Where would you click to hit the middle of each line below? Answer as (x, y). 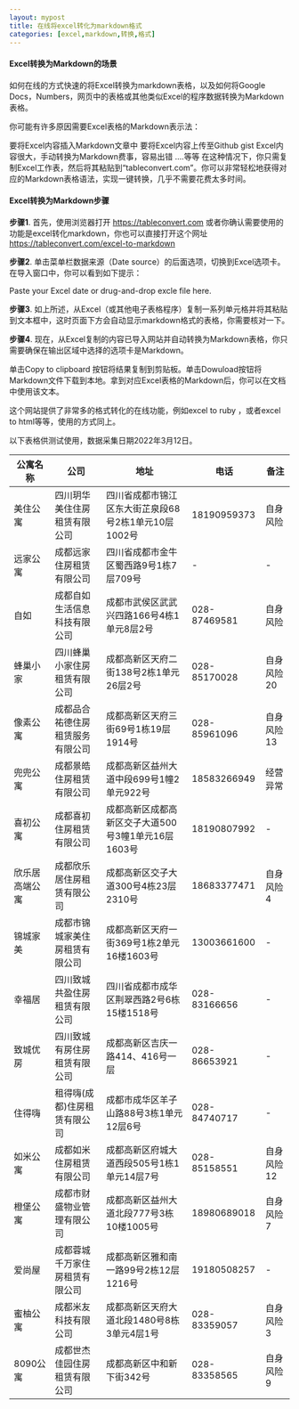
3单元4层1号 (133, 1333)
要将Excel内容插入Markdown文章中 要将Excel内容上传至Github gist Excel (142, 145)
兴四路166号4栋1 (143, 615)
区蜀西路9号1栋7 (142, 565)
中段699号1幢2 (147, 778)
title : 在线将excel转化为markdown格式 (76, 26)
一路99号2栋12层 (143, 1270)
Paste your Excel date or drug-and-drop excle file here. (110, 290)
